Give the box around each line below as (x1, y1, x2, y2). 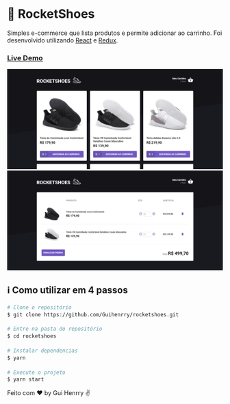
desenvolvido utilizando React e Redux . (7, 36, 118, 44)
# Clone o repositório (7, 304, 72, 311)
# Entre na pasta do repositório (7, 325, 103, 333)
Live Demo (7, 53, 43, 62)
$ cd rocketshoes (7, 333, 57, 340)
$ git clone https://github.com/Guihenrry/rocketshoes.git (7, 311, 179, 318)
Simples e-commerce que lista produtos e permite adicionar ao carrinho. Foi (7, 29, 222, 37)
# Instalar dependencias (7, 347, 78, 354)
